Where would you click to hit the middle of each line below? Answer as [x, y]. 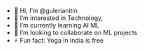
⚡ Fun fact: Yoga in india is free [58, 40]
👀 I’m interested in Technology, [58, 18]
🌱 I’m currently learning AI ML [57, 25]
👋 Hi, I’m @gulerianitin [46, 11]
